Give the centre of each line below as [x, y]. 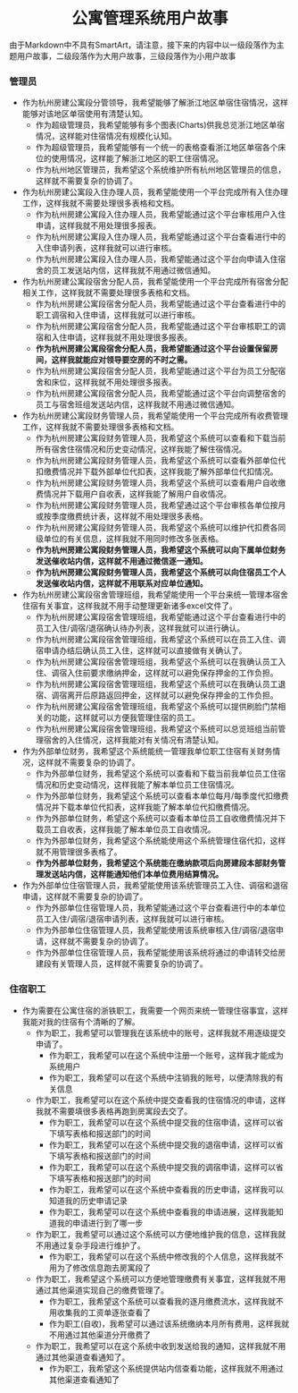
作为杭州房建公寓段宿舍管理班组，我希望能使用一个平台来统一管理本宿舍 [155, 595]
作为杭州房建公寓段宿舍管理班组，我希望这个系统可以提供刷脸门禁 [157, 707]
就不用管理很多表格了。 [79, 852]
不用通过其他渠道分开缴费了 [100, 1335]
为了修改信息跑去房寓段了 [104, 1268]
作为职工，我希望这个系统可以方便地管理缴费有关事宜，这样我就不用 [161, 1278]
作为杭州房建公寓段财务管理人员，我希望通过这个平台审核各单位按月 [161, 505]
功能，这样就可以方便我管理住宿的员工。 [126, 718]
